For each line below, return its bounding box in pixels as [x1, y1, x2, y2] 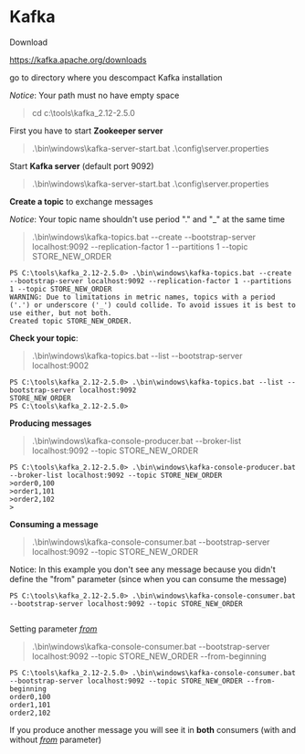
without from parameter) [9, 734, 102, 745]
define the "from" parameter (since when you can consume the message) [9, 573, 288, 584]
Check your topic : [9, 332, 79, 344]
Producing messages [9, 418, 92, 429]
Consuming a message [9, 518, 99, 529]
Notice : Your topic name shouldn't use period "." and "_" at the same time [9, 213, 286, 225]
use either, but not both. [9, 308, 112, 317]
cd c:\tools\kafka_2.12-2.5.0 [31, 107, 135, 118]
